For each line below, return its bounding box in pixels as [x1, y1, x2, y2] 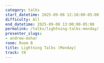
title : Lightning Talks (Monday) [5, 45, 76, 50]
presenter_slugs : [5, 31, 42, 36]
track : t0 [5, 50, 27, 55]
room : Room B [5, 41, 33, 46]
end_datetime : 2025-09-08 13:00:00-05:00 [5, 21, 95, 27]
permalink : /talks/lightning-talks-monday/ [5, 26, 99, 31]
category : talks [5, 7, 40, 13]
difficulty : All [5, 17, 40, 22]
